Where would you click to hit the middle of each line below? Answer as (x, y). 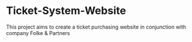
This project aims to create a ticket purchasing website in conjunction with (96, 27)
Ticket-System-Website (66, 11)
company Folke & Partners (38, 33)
